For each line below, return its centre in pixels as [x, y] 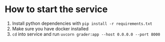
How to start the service [56, 9]
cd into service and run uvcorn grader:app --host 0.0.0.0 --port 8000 [86, 34]
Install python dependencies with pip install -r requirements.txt [82, 23]
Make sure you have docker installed [50, 28]
